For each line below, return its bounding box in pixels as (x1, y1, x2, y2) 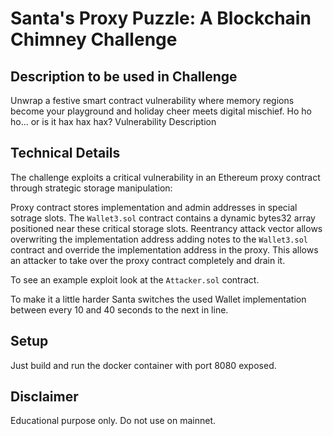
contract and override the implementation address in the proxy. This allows (10, 243, 319, 256)
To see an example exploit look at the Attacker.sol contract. (10, 273, 260, 286)
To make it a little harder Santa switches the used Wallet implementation (10, 293, 307, 305)
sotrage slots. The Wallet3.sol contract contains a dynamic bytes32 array (10, 212, 316, 224)
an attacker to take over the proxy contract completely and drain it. (10, 254, 286, 266)
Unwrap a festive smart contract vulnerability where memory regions (10, 95, 295, 106)
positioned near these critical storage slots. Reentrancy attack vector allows (10, 222, 323, 234)
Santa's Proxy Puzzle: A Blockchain (10, 7, 312, 30)
